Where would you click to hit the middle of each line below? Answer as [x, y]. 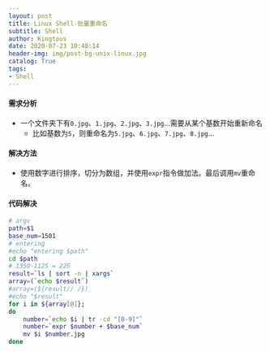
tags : [17, 69]
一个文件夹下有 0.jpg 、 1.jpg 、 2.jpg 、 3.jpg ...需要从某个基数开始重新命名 [141, 123]
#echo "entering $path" [49, 251]
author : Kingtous [38, 39]
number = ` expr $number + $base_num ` [83, 327]
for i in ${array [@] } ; [47, 304]
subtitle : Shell [36, 31]
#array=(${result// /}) [49, 289]
